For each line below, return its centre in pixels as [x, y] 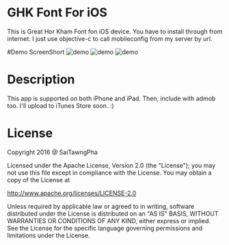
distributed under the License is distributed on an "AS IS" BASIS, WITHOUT [113, 214]
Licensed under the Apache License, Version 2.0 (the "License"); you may [111, 165]
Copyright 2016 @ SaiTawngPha [52, 152]
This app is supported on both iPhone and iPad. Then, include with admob [111, 98]
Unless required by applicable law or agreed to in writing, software [101, 206]
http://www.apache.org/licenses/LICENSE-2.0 [72, 193]
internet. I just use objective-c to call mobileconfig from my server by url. [110, 38]
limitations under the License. [49, 235]
